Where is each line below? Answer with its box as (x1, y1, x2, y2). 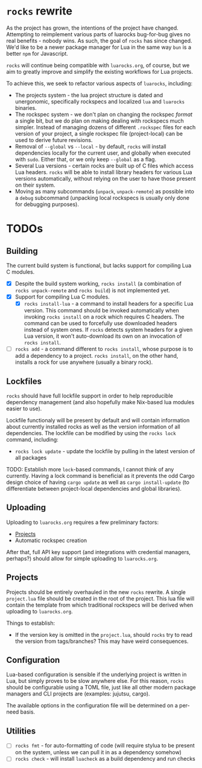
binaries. (14, 104, 37, 111)
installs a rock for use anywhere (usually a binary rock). (14, 358, 153, 366)
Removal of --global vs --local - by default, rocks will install (14, 143, 167, 150)
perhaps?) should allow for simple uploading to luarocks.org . (6, 555, 159, 562)
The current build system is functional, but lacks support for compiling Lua (6, 262, 192, 269)
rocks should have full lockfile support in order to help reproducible (6, 392, 174, 399)
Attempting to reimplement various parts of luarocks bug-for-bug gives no (6, 30, 191, 37)
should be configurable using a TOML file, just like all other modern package (6, 684, 196, 691)
